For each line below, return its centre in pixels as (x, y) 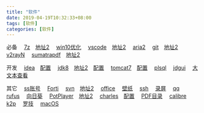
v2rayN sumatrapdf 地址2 (43, 55)
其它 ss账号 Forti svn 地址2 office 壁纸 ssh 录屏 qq (93, 89)
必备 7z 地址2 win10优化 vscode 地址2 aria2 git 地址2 (93, 47)
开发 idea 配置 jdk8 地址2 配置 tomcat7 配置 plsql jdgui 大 (102, 68)
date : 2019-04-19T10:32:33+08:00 (49, 18)
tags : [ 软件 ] (22, 23)
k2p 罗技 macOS (33, 104)
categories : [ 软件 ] (30, 29)
